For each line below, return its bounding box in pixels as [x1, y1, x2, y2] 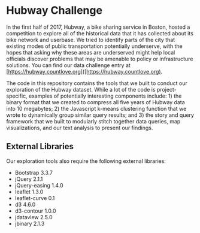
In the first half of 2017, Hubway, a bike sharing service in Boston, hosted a [6, 23, 190, 31]
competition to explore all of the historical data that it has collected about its [6, 29, 193, 37]
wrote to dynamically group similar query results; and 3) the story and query [6, 111, 195, 119]
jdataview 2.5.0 [14, 213, 53, 220]
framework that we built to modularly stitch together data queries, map [6, 117, 181, 125]
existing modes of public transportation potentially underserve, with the [6, 43, 183, 50]
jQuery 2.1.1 [14, 175, 43, 183]
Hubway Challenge [6, 4, 103, 17]
